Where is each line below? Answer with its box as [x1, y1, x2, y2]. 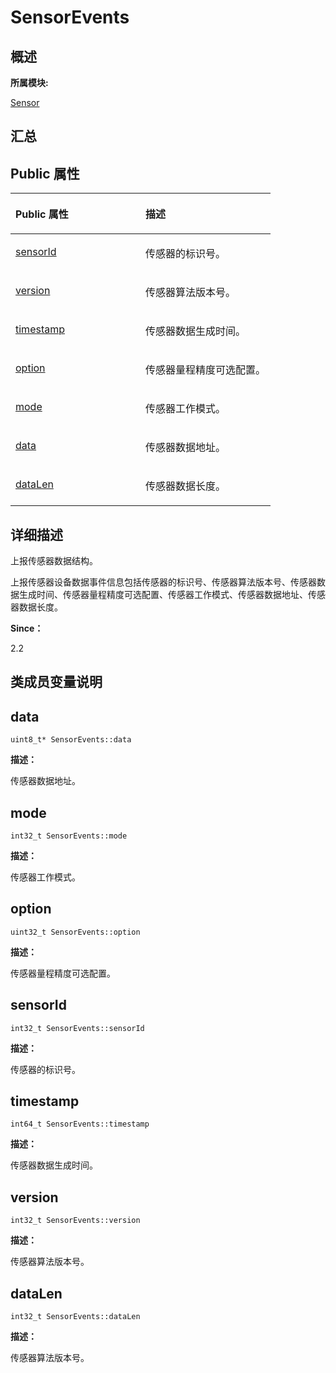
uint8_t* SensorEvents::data [10, 735, 132, 745]
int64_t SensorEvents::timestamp [10, 1119, 150, 1130]
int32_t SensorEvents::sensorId [10, 1023, 145, 1033]
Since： [10, 622, 44, 635]
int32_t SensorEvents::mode [10, 831, 128, 841]
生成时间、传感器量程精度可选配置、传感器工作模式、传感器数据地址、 [18, 589, 308, 601]
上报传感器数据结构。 [10, 555, 98, 567]
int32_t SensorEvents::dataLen [10, 1312, 141, 1322]
